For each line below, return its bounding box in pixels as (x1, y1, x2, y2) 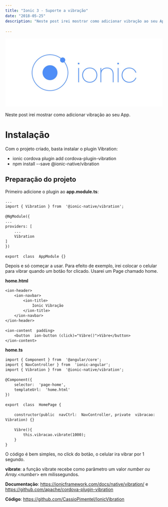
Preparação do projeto (5, 175, 76, 184)
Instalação (5, 129, 50, 140)
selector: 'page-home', (14, 382, 66, 387)
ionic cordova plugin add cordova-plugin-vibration (12, 155, 116, 161)
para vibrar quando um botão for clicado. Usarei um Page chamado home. (5, 268, 158, 274)
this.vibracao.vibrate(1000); (23, 432, 86, 437)
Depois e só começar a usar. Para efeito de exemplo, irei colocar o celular (5, 263, 157, 269)
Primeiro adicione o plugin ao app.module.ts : (5, 188, 99, 195)
